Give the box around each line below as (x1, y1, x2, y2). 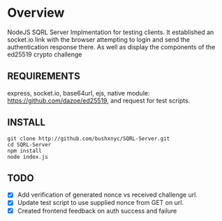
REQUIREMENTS (7, 70, 80, 82)
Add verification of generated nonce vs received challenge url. (17, 190, 198, 199)
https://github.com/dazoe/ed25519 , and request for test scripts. (7, 96, 191, 105)
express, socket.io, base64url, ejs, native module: (7, 89, 150, 97)
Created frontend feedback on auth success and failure (17, 206, 177, 215)
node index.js (7, 153, 49, 160)
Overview (7, 5, 65, 21)
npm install (7, 147, 42, 154)
